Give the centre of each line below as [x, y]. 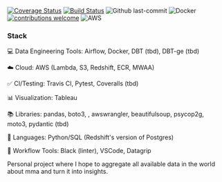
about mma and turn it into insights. [58, 172]
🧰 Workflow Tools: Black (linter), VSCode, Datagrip [79, 151]
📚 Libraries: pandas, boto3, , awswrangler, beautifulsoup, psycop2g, [105, 114]
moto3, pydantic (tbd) [38, 124]
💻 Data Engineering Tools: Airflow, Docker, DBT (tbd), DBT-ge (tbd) [103, 51]
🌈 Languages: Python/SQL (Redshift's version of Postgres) [91, 137]
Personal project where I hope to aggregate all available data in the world [111, 164]
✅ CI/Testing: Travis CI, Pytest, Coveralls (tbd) [73, 83]
